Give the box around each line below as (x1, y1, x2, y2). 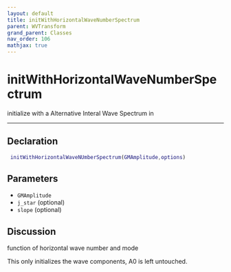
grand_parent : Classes (7, 29, 72, 36)
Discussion (7, 225, 56, 238)
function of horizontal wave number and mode (7, 244, 139, 252)
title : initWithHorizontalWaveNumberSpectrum (7, 17, 140, 23)
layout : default (7, 10, 54, 17)
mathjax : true (7, 42, 48, 49)
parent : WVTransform (7, 23, 67, 30)
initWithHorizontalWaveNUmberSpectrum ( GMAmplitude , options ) (10, 154, 186, 160)
